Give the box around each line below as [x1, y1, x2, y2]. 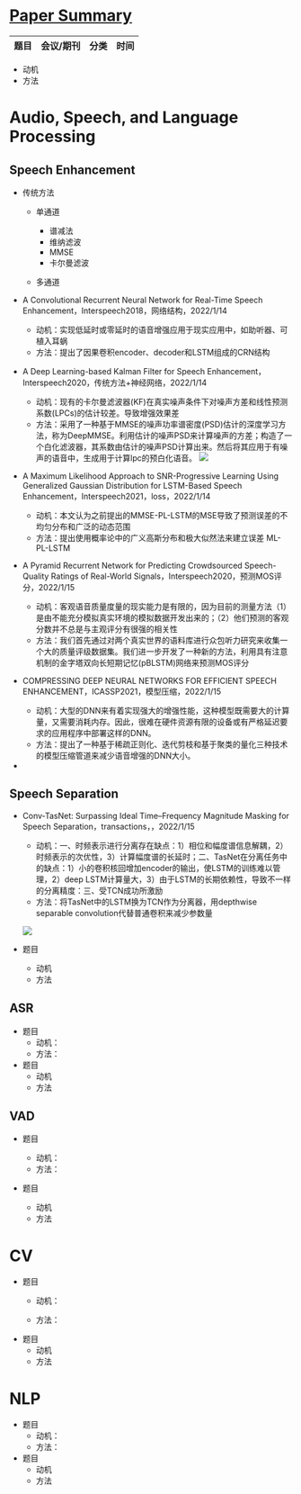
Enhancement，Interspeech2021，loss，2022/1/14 [22, 490, 211, 501]
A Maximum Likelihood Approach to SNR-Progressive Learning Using [22, 470, 279, 481]
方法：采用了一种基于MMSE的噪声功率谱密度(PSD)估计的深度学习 [35, 418, 279, 429]
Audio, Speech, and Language [9, 107, 239, 128]
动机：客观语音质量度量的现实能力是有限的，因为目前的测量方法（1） [35, 600, 292, 612]
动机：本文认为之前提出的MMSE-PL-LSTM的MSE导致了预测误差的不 [35, 509, 288, 520]
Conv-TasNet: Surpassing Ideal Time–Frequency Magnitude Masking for [22, 810, 290, 821]
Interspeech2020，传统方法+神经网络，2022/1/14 [22, 377, 208, 388]
